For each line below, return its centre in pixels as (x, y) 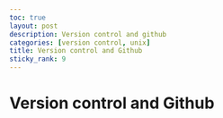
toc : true (28, 17)
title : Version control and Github (76, 51)
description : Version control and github (88, 34)
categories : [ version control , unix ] (80, 42)
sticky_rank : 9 (38, 59)
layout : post (34, 26)
